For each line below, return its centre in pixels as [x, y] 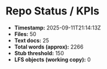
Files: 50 [25, 34]
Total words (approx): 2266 [49, 47]
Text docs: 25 [31, 40]
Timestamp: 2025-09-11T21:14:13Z [57, 28]
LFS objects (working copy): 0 [52, 59]
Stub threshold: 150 [39, 53]
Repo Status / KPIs [53, 11]
